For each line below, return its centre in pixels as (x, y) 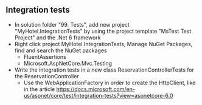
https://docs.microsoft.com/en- (96, 89)
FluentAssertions (45, 56)
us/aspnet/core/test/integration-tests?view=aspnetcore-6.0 (98, 95)
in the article (39, 89)
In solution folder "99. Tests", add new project (72, 24)
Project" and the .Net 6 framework (57, 37)
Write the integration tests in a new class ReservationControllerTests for (104, 70)
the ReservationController (47, 76)
